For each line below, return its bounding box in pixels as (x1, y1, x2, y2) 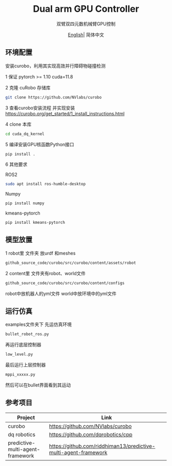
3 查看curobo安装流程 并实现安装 (5, 105, 75, 111)
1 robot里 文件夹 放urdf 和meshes (5, 250, 76, 256)
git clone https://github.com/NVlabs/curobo (5, 94, 102, 100)
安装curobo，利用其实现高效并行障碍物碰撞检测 (5, 63, 106, 69)
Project (17, 414, 35, 421)
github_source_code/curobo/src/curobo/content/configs (5, 280, 125, 285)
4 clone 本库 (5, 121, 32, 127)
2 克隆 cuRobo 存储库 (5, 84, 51, 90)
